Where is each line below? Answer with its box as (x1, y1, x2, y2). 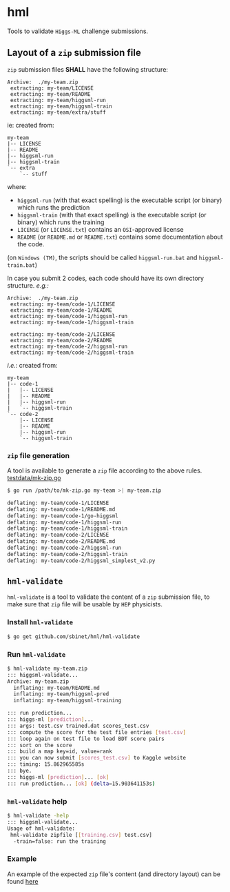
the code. (17, 239, 45, 248)
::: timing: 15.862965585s (7, 761, 85, 768)
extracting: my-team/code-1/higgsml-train (10, 319, 134, 326)
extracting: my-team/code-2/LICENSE (10, 330, 116, 338)
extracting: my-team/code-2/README (10, 337, 112, 344)
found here (7, 877, 39, 885)
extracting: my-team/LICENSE (10, 84, 94, 92)
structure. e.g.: (7, 281, 50, 290)
